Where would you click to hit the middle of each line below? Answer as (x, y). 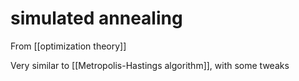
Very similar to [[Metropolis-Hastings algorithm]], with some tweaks (150, 65)
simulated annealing (96, 18)
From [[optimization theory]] (68, 46)
